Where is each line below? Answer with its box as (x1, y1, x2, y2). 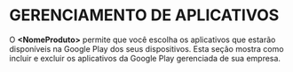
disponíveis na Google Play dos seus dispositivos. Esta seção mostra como (9, 43, 284, 54)
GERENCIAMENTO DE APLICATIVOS (9, 5, 280, 25)
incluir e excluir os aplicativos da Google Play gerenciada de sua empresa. (9, 53, 281, 63)
